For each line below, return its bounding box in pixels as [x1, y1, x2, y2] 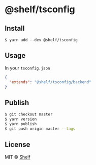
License [5, 140, 30, 149]
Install [5, 24, 25, 33]
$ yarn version [5, 116, 37, 122]
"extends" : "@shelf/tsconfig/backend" [9, 79, 92, 85]
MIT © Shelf [5, 154, 31, 160]
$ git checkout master [5, 112, 53, 117]
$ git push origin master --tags [5, 126, 76, 131]
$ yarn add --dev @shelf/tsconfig [5, 37, 78, 42]
